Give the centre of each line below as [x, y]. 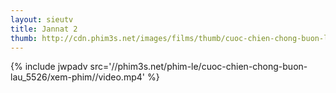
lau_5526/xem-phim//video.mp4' [77, 77]
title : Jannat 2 [44, 29]
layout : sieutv [42, 19]
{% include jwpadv [49, 67]
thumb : [24, 38]
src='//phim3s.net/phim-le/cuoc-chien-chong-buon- [198, 67]
